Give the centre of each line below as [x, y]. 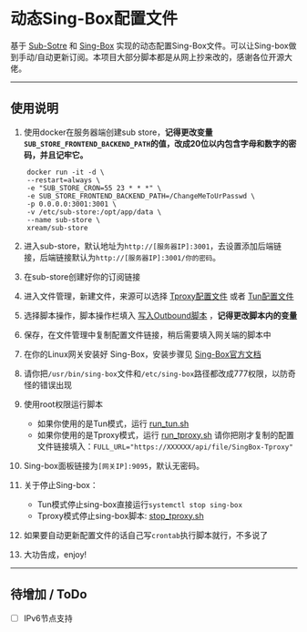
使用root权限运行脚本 [63, 404]
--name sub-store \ [64, 219]
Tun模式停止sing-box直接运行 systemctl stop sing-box [140, 504]
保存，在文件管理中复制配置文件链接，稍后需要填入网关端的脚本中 [147, 334]
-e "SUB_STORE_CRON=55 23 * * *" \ [94, 188]
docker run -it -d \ [66, 172]
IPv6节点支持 [48, 618]
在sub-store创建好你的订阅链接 [82, 276]
